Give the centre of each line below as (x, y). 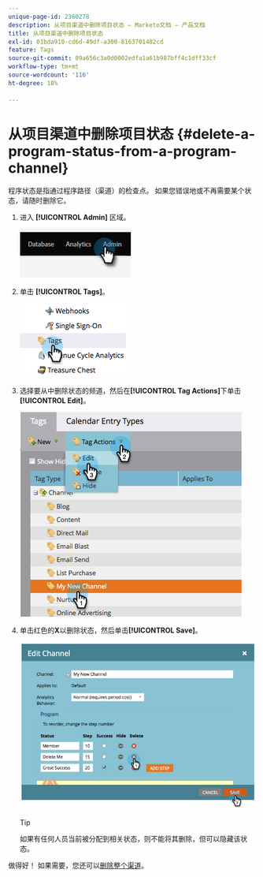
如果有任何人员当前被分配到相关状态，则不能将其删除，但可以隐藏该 (130, 839)
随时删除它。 (50, 200)
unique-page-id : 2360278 (49, 17)
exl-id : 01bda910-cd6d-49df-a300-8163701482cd (86, 42)
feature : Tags (31, 50)
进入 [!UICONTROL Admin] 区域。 (75, 218)
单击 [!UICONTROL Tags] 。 (64, 292)
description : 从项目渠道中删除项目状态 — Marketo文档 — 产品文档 (107, 25)
